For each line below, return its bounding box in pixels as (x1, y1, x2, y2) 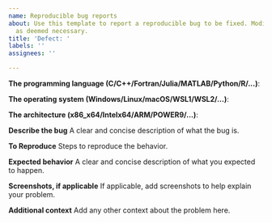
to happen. (8, 166, 45, 175)
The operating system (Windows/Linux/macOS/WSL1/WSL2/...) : (8, 95, 229, 103)
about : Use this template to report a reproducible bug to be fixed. (8, 19, 249, 27)
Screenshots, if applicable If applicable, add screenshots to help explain (8, 181, 252, 191)
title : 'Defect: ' (8, 34, 70, 43)
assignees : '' (8, 49, 57, 57)
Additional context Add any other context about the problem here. (8, 205, 231, 215)
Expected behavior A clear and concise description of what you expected (8, 157, 256, 166)
